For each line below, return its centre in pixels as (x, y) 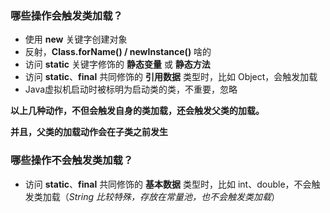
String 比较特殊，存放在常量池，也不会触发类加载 (170, 196)
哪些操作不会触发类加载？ (72, 160)
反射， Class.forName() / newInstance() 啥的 (118, 52)
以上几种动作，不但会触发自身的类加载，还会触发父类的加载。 (137, 111)
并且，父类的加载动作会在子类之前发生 (89, 132)
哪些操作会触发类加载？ (66, 15)
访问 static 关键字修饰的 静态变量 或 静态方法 (117, 64)
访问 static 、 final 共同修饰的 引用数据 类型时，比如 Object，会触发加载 (171, 77)
